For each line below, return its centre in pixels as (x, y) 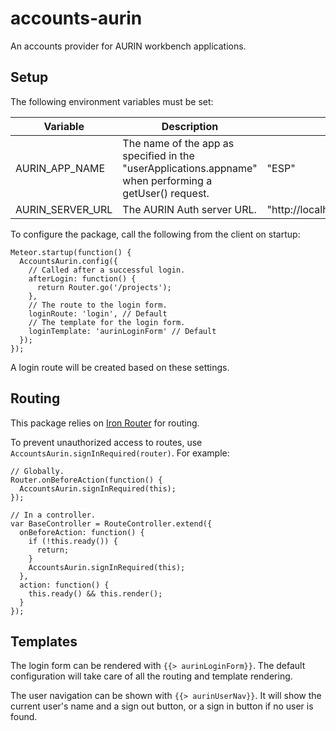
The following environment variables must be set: (112, 101)
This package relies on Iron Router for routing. (105, 423)
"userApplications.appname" (190, 168)
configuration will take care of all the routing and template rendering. (151, 676)
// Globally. (37, 471)
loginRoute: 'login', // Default (98, 313)
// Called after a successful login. (107, 270)
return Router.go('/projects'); (104, 287)
